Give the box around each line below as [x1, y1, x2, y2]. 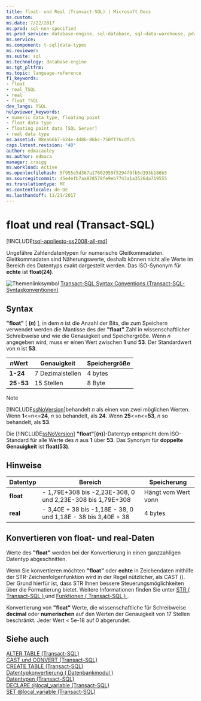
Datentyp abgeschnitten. [6, 555, 68, 562]
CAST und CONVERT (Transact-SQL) [6, 656, 98, 663]
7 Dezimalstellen [34, 369, 81, 377]
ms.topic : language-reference [6, 70, 82, 76]
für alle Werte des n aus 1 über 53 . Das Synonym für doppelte [29, 437, 184, 444]
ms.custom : [6, 14, 33, 20]
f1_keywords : [6, 75, 39, 81]
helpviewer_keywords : [6, 109, 60, 115]
